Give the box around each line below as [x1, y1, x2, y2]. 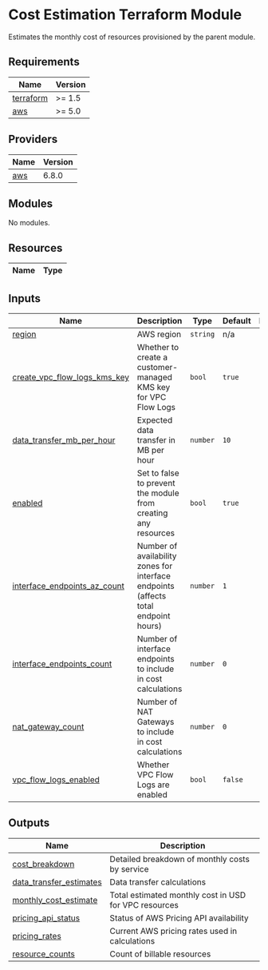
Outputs [8, 817, 50, 830]
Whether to [136, 342, 179, 352]
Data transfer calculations [109, 877, 206, 888]
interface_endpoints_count [12, 658, 112, 669]
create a [136, 352, 168, 363]
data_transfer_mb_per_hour [12, 435, 116, 445]
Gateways [136, 717, 175, 727]
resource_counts [12, 948, 76, 960]
